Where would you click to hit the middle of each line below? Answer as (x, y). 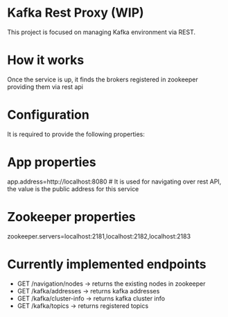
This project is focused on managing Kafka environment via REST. (102, 32)
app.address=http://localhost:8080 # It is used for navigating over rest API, (114, 181)
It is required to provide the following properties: (76, 134)
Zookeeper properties (72, 217)
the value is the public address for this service (73, 188)
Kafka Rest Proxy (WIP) (76, 13)
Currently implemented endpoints (107, 264)
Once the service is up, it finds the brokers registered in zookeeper (103, 79)
